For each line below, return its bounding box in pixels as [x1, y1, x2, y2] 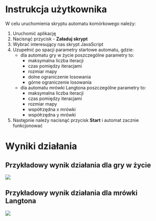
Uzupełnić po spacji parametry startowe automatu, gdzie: [12, 46, 134, 53]
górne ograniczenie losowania [28, 79, 92, 85]
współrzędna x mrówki [28, 106, 76, 112]
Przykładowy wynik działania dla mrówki [5, 189, 138, 198]
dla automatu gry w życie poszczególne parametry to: [20, 52, 135, 58]
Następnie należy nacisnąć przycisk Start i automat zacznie [12, 117, 139, 123]
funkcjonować [12, 122, 43, 129]
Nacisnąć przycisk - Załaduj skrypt [12, 36, 88, 42]
